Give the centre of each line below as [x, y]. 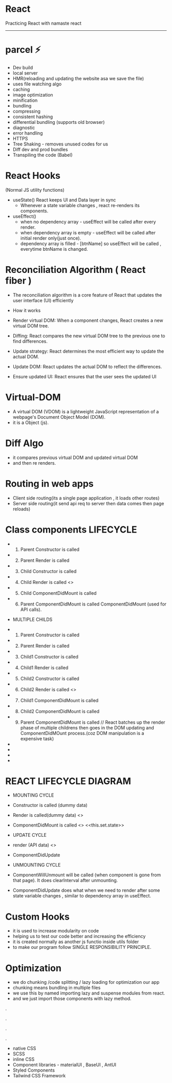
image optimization [33, 95]
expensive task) [37, 739]
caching [21, 89]
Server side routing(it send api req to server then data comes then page [88, 503]
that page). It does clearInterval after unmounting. [65, 880]
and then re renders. [34, 463]
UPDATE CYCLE [30, 835]
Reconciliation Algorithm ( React [76, 270]
